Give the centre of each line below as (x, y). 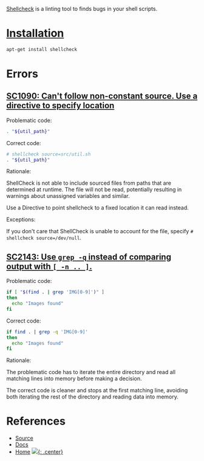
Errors (22, 74)
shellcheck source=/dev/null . (44, 238)
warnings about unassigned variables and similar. (68, 196)
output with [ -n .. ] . (49, 266)
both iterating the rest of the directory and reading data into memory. (93, 397)
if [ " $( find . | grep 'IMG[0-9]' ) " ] (55, 292)
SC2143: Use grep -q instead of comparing (89, 257)
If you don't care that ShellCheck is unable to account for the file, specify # (100, 231)
